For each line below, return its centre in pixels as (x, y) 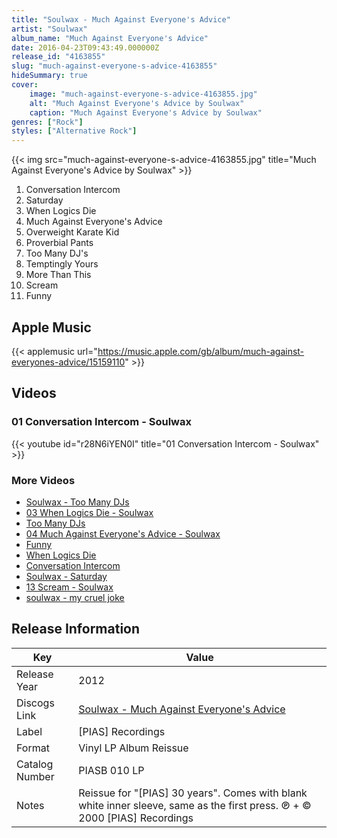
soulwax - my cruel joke (75, 597)
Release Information (76, 629)
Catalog (35, 764)
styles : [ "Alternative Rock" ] (74, 131)
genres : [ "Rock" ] (47, 122)
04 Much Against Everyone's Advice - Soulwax (123, 533)
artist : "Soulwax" (49, 29)
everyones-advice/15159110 (68, 362)
